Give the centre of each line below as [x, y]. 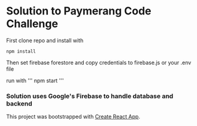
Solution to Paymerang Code [79, 11]
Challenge [32, 24]
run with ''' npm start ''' [35, 80]
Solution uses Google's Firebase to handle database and [90, 96]
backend [19, 103]
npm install [21, 51]
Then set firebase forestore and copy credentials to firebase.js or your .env [99, 62]
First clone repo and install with [45, 40]
